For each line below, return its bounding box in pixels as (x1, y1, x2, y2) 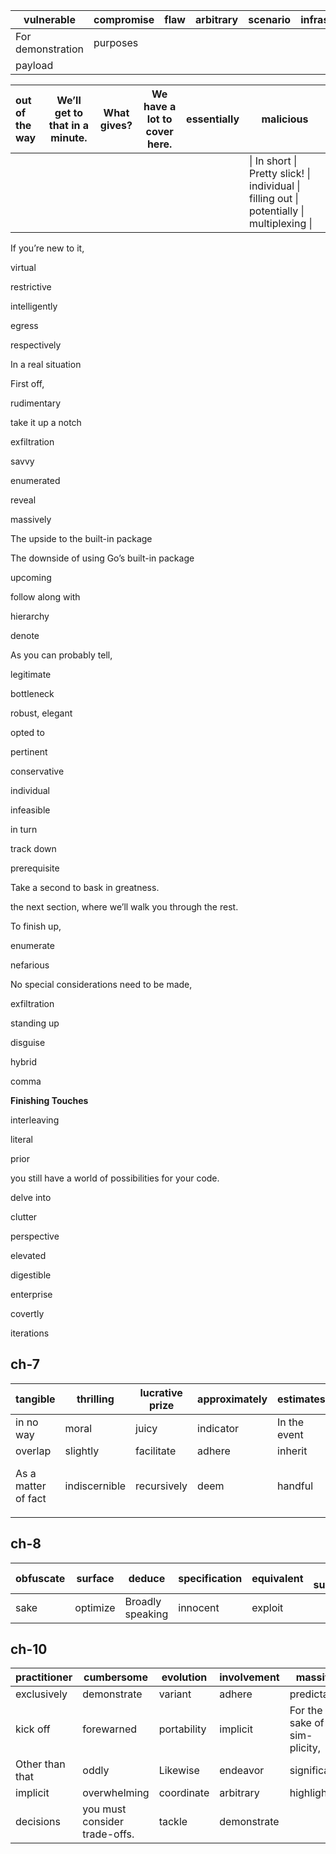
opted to (10, 727, 45, 738)
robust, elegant (10, 707, 73, 719)
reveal (10, 494, 37, 506)
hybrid (10, 1056, 37, 1068)
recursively (135, 1479, 188, 1493)
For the (289, 1704, 323, 1718)
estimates (277, 1392, 326, 1406)
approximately (197, 1392, 268, 1406)
